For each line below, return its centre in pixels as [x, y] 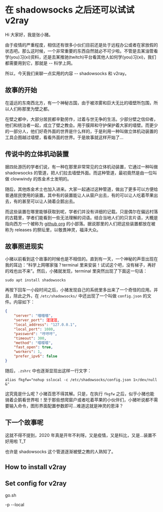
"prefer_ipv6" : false [35, 356]
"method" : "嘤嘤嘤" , [33, 343]
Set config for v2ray [36, 484]
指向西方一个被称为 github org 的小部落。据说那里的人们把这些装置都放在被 [80, 224]
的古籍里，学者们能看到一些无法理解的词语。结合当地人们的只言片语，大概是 [81, 217]
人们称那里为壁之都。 [30, 109]
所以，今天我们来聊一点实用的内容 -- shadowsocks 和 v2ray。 [67, 73]
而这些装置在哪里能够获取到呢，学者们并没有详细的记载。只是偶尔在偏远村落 [81, 211]
